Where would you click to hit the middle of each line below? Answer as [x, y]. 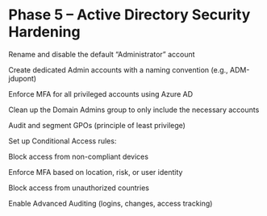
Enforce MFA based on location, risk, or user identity [96, 172]
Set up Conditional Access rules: [63, 141]
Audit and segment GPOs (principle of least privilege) [97, 125]
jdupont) [23, 78]
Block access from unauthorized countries [79, 188]
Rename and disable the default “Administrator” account [102, 54]
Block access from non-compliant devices [79, 156]
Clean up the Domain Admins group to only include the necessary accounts [134, 110]
